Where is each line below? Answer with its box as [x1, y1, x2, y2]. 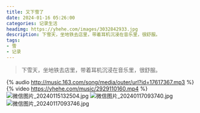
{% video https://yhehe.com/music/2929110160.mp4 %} [6, 85, 148, 92]
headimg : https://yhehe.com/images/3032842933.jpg [6, 26, 138, 32]
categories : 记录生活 [6, 20, 58, 26]
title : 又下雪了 [6, 9, 44, 15]
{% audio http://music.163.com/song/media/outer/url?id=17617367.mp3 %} [6, 78, 194, 86]
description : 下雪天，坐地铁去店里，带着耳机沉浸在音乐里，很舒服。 [6, 32, 161, 38]
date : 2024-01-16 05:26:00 [6, 15, 75, 21]
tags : [6, 37, 20, 43]
